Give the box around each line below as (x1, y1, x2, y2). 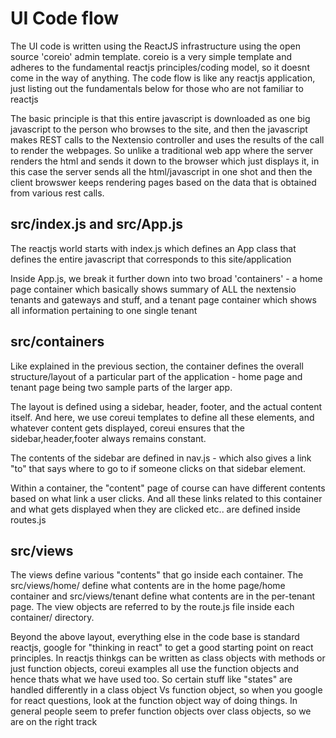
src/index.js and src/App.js (10, 216, 183, 233)
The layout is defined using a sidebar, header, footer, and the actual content (10, 400, 323, 412)
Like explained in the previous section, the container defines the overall (10, 360, 304, 372)
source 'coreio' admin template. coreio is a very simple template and (10, 50, 292, 62)
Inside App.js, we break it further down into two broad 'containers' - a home (10, 272, 323, 284)
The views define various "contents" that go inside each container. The (10, 569, 304, 581)
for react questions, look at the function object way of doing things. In (10, 695, 298, 707)
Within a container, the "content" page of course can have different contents (10, 482, 326, 494)
